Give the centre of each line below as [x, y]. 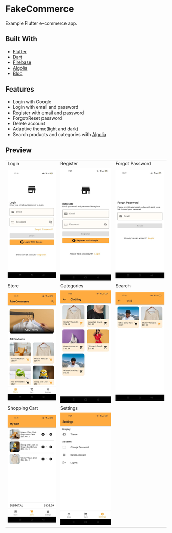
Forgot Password [133, 164]
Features [20, 89]
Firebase [22, 62]
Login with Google [32, 102]
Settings [69, 408]
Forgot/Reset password [37, 118]
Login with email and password [46, 107]
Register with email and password [48, 113]
